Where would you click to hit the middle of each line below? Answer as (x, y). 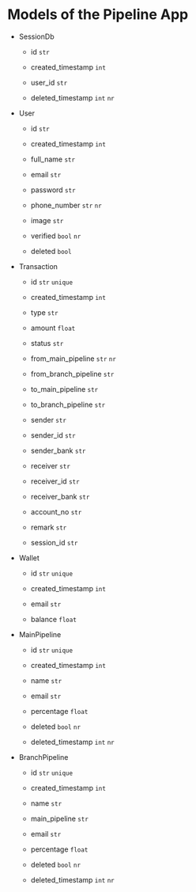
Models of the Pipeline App (98, 15)
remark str (49, 527)
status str (47, 343)
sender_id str (53, 435)
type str (44, 312)
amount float (53, 328)
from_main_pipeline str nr (73, 359)
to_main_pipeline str (64, 389)
